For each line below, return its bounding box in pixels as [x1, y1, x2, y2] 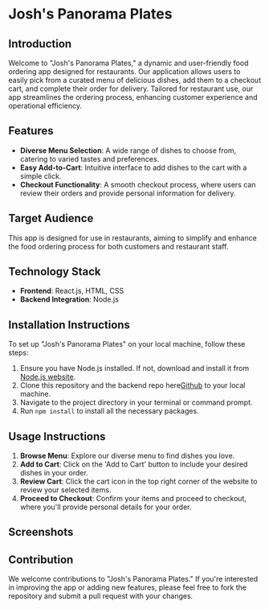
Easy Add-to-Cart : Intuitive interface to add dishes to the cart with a [19, 163, 247, 172]
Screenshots [8, 525, 74, 539]
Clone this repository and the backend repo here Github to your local [19, 381, 246, 390]
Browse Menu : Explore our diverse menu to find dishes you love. [19, 451, 235, 461]
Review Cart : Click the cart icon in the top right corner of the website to [19, 476, 258, 487]
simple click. [19, 171, 62, 181]
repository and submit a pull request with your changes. [8, 591, 194, 601]
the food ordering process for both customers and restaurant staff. [8, 241, 229, 251]
